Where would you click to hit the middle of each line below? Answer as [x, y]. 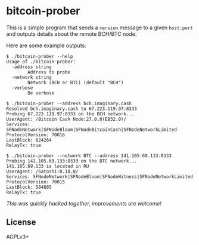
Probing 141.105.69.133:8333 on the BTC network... [71, 161]
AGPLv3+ [18, 237]
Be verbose [41, 93]
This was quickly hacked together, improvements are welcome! [84, 203]
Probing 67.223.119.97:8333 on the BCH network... [70, 114]
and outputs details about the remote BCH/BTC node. [71, 33]
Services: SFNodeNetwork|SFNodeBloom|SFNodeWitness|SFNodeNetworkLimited [100, 177]
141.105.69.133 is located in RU [48, 166]
